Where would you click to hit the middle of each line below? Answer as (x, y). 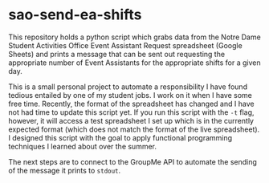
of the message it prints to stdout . (65, 170)
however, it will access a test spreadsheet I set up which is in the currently (131, 120)
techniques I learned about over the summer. (83, 146)
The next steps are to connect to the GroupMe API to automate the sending (132, 161)
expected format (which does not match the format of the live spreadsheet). (134, 129)
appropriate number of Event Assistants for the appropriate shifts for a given (134, 63)
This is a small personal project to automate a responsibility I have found (128, 87)
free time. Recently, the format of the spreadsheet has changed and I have (131, 104)
